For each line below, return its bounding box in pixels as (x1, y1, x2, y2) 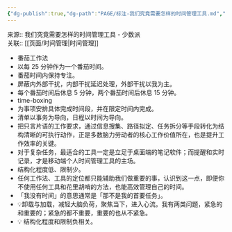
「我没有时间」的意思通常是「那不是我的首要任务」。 (17, 191, 167, 199)
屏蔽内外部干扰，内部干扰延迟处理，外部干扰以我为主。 (17, 79, 176, 88)
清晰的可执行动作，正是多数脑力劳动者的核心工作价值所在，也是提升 (23, 130, 219, 139)
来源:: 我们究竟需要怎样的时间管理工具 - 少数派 (7, 30, 141, 38)
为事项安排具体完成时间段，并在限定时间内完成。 (17, 104, 158, 113)
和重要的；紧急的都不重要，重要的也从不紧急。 (17, 208, 151, 217)
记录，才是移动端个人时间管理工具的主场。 (17, 156, 140, 165)
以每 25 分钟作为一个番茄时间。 (17, 62, 108, 70)
